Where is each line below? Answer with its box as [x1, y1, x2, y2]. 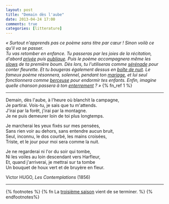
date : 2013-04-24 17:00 [6, 17, 56, 22]
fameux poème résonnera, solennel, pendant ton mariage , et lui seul [6, 72, 147, 78]
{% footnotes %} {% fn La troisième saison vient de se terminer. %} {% [6, 189, 153, 195]
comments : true [6, 21, 38, 27]
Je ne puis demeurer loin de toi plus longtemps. [6, 113, 104, 119]
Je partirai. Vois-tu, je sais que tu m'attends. [6, 103, 97, 109]
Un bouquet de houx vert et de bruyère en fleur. [6, 164, 105, 171]
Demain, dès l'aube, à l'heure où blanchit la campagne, [6, 97, 119, 103]
